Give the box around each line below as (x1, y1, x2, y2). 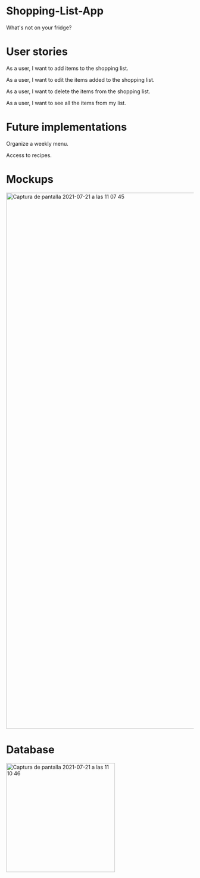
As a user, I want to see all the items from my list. (6, 99, 126, 106)
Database (6, 742, 55, 756)
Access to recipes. (6, 151, 52, 159)
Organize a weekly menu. (6, 140, 68, 147)
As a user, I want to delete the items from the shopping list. (6, 88, 151, 95)
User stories (6, 45, 68, 59)
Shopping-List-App (6, 4, 104, 18)
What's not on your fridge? (6, 24, 72, 31)
